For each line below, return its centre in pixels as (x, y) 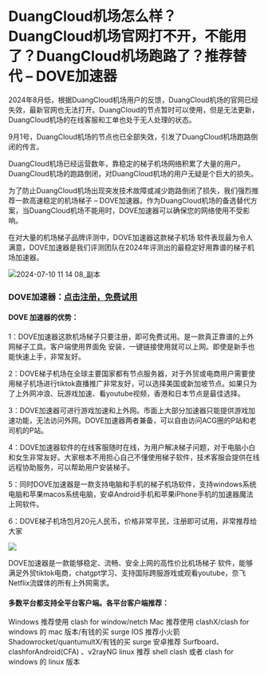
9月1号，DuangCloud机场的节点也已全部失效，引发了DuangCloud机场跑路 (130, 136)
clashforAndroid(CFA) (44, 652)
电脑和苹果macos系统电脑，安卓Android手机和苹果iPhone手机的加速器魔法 (131, 495)
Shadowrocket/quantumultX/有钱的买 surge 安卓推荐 (95, 642)
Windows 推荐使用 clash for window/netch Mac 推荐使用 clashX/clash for (129, 622)
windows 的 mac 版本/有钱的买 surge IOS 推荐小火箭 (95, 632)
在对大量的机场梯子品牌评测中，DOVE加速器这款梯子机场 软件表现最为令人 (131, 237)
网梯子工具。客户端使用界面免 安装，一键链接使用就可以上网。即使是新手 (128, 347)
